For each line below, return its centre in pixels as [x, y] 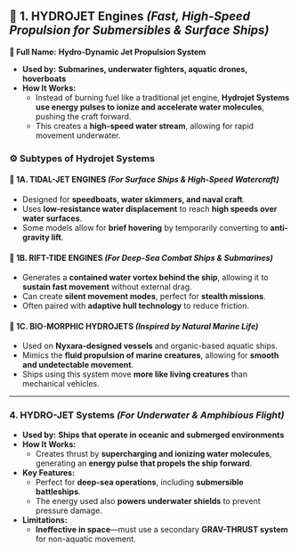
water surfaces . [52, 218]
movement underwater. [78, 135]
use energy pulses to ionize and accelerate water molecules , [150, 107]
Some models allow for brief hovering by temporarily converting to [145, 227]
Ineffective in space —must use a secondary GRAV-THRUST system [162, 529]
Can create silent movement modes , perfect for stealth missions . [144, 297]
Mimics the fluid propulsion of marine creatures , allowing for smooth [150, 355]
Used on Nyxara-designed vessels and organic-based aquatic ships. [150, 346]
